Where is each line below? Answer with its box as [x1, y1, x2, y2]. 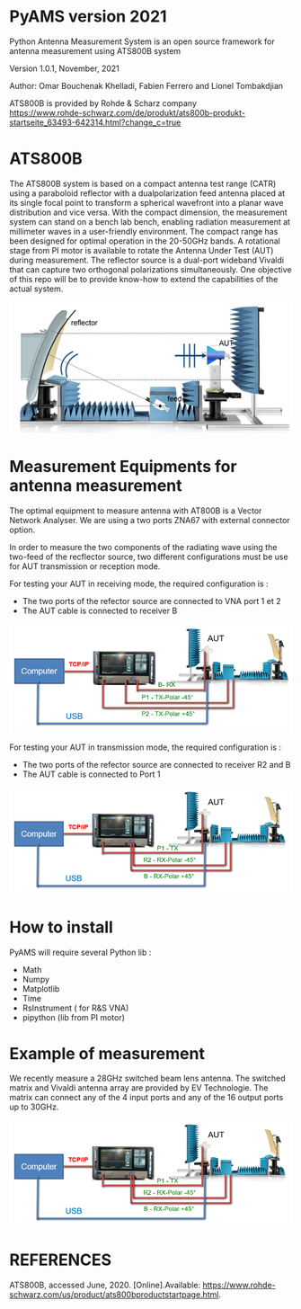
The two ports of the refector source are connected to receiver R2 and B [22, 759, 291, 770]
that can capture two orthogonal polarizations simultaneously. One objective [9, 263, 292, 275]
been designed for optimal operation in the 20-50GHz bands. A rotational [9, 236, 280, 246]
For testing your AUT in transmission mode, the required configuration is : [9, 742, 281, 752]
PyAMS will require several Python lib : [9, 947, 152, 957]
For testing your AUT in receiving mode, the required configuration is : [9, 578, 269, 589]
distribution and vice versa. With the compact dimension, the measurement [9, 207, 288, 218]
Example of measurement [9, 1043, 205, 1064]
